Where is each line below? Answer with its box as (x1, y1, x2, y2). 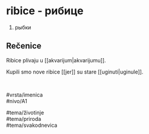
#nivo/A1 (6, 97, 28, 104)
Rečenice (6, 41, 42, 51)
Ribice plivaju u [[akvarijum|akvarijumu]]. (6, 56, 106, 63)
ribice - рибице (6, 4, 84, 18)
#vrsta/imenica (6, 91, 43, 98)
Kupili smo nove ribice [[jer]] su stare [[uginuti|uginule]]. (6, 68, 144, 75)
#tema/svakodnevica (6, 122, 58, 129)
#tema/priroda (6, 115, 42, 122)
